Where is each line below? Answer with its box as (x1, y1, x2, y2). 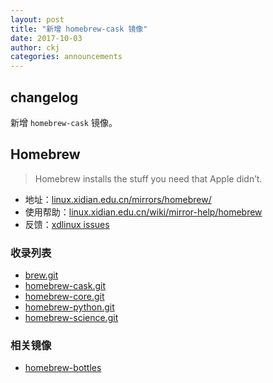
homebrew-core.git (24, 291, 105, 303)
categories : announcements (10, 52, 123, 62)
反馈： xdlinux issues (24, 218, 110, 230)
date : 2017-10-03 (10, 33, 83, 43)
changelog (10, 89, 79, 106)
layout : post (10, 14, 65, 25)
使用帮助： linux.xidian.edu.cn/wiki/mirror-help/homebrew (24, 206, 263, 218)
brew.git (24, 269, 59, 281)
